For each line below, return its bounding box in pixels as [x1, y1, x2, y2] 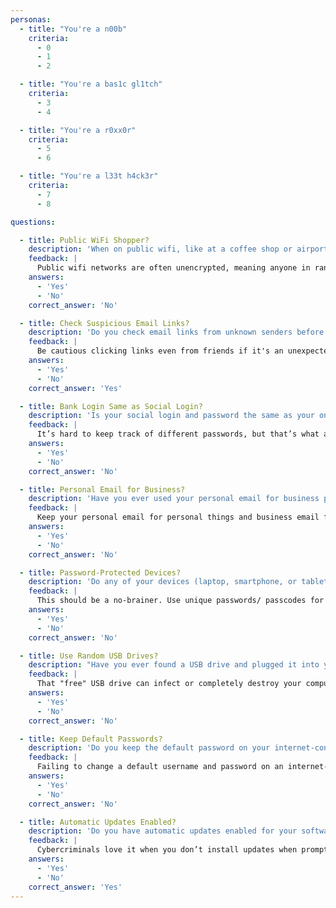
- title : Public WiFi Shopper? [19, 235, 150, 245]
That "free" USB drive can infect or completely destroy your [36, 679, 302, 689]
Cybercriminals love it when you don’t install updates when [36, 845, 298, 855]
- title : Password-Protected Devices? [19, 567, 182, 578]
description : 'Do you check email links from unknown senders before [28, 327, 325, 338]
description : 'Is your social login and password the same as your [28, 411, 315, 421]
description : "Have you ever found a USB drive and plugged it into [28, 660, 320, 670]
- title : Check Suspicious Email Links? [19, 318, 190, 328]
